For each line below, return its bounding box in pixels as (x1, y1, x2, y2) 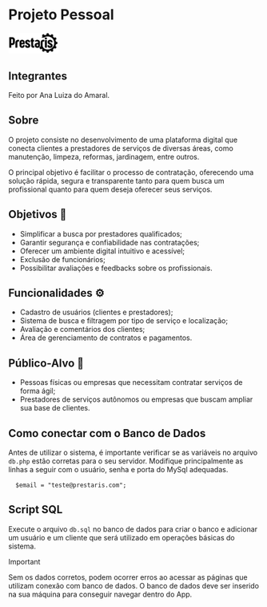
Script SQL (8, 503, 63, 516)
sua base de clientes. (19, 403, 90, 413)
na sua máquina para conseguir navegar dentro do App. (8, 589, 193, 599)
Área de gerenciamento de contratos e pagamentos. (19, 333, 193, 342)
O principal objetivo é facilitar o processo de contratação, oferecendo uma (8, 167, 254, 177)
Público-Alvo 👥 (8, 356, 85, 370)
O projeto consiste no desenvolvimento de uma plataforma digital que (8, 135, 238, 144)
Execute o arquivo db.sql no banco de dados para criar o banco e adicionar (8, 524, 258, 534)
